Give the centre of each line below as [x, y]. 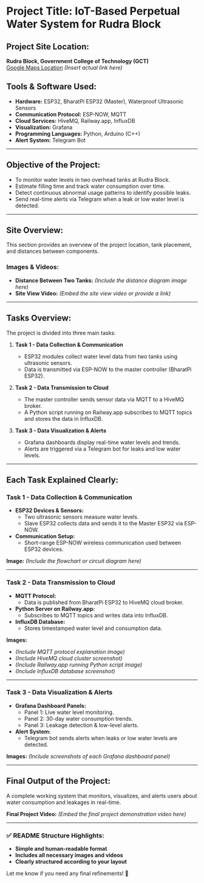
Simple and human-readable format [61, 848]
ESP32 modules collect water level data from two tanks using [101, 356]
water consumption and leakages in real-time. [64, 802]
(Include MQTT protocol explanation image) [70, 651]
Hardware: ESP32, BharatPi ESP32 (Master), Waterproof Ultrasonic [99, 101]
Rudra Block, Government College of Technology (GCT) [77, 61]
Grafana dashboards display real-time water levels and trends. [102, 442]
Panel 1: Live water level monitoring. [69, 712]
